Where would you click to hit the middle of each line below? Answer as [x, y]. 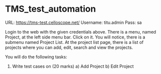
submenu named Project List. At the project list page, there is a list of [74, 42]
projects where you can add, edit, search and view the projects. [69, 47]
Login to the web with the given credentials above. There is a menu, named [80, 32]
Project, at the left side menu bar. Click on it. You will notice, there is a [75, 37]
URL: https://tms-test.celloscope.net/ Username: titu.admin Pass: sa [73, 22]
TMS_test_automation [50, 9]
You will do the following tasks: [36, 56]
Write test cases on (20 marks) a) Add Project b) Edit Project [73, 66]
